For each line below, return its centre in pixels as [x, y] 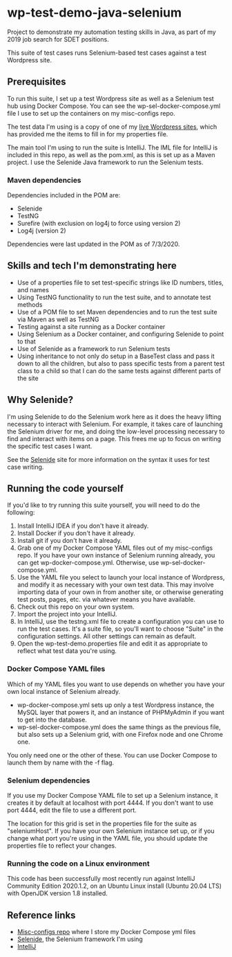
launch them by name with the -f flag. [61, 762]
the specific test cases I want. [50, 446]
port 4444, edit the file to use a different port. [72, 810]
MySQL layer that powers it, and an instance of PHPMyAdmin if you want [120, 712]
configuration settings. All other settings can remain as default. [107, 636]
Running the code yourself [66, 489]
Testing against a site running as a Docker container [91, 326]
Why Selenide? [40, 400]
